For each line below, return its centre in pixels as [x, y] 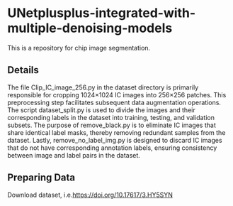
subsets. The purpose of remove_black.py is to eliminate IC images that [112, 125]
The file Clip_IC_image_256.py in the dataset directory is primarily [103, 87]
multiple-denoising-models [90, 28]
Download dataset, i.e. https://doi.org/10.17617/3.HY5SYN [90, 195]
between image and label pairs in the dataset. [74, 155]
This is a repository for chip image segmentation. [79, 48]
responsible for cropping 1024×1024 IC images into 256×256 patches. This [117, 94]
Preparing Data [41, 178]
